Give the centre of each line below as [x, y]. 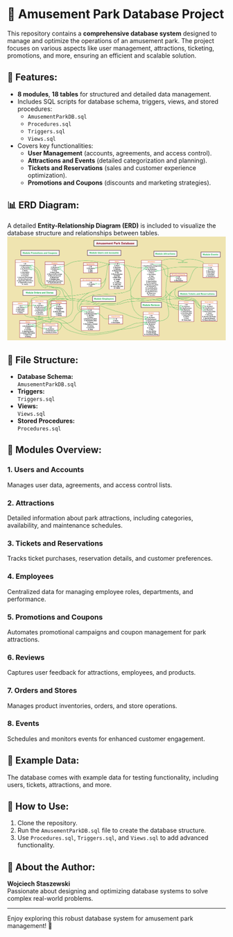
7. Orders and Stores [42, 691]
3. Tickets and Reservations [55, 543]
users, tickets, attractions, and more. [60, 784]
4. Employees [31, 577]
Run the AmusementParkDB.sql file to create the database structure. [112, 830]
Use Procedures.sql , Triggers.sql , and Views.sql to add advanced [113, 838]
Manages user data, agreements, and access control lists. [90, 484]
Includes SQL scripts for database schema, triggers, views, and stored [118, 101]
